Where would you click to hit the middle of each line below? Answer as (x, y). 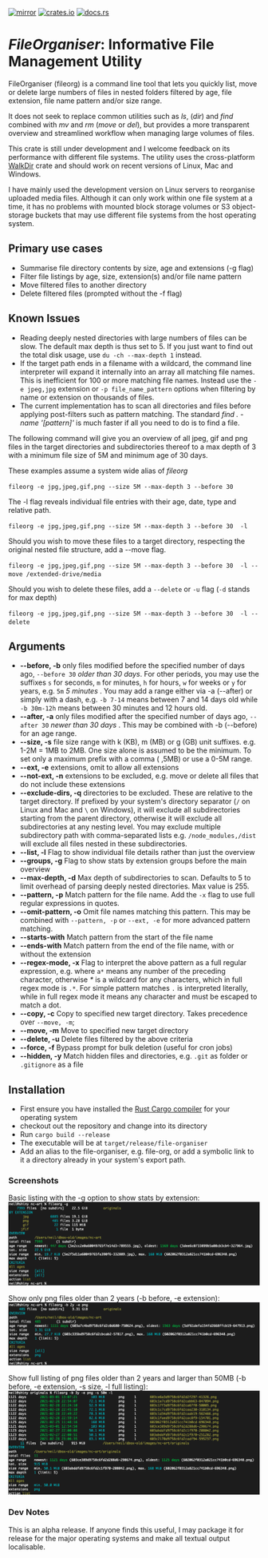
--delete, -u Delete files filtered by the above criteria (106, 1039)
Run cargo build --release (65, 1135)
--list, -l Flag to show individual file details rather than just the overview (137, 853)
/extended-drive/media (64, 574)
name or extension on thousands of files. (87, 397)
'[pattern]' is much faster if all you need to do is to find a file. (140, 423)
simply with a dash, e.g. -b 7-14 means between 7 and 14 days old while (138, 700)
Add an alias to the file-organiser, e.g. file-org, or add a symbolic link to (137, 1151)
